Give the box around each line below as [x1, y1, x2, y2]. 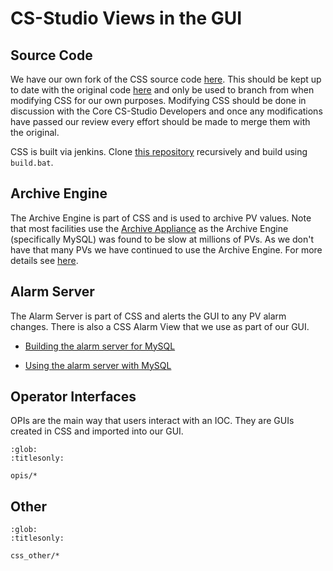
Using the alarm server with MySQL [24, 359, 172, 371]
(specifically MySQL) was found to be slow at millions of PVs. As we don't [10, 233, 315, 245]
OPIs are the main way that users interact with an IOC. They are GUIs [10, 415, 295, 427]
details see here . [10, 254, 79, 266]
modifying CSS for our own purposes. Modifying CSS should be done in [10, 95, 307, 106]
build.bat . [10, 157, 54, 168]
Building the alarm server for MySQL [24, 340, 176, 352]
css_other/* [10, 551, 60, 561]
